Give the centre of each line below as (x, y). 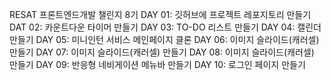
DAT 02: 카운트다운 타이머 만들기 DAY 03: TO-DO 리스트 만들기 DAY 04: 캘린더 (165, 27)
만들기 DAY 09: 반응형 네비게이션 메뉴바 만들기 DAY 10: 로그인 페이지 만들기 (157, 64)
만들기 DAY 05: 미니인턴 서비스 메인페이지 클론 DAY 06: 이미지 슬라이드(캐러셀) (164, 39)
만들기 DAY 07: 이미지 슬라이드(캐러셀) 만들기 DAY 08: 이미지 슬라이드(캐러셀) (162, 52)
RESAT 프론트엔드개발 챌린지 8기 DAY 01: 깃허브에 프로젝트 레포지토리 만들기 (160, 14)
